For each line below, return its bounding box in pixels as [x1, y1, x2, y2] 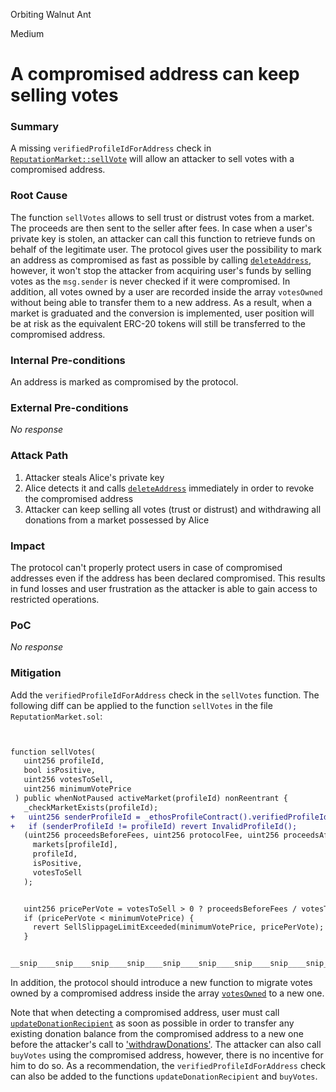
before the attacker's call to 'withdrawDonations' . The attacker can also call [10, 1039, 322, 1051]
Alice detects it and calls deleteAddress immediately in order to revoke [24, 482, 315, 494]
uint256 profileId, [23, 756, 105, 766]
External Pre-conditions [10, 401, 129, 414]
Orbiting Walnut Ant [10, 9, 92, 20]
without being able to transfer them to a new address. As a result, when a [10, 296, 313, 308]
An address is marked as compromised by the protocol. [10, 376, 239, 388]
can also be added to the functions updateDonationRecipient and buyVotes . [10, 1070, 318, 1083]
